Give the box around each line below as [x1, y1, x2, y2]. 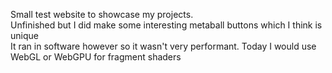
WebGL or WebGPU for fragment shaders [10, 51, 182, 63]
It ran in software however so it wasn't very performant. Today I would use [10, 40, 317, 52]
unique [10, 30, 39, 41]
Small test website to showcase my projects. [10, 9, 194, 20]
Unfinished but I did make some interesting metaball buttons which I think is [10, 19, 323, 31]
